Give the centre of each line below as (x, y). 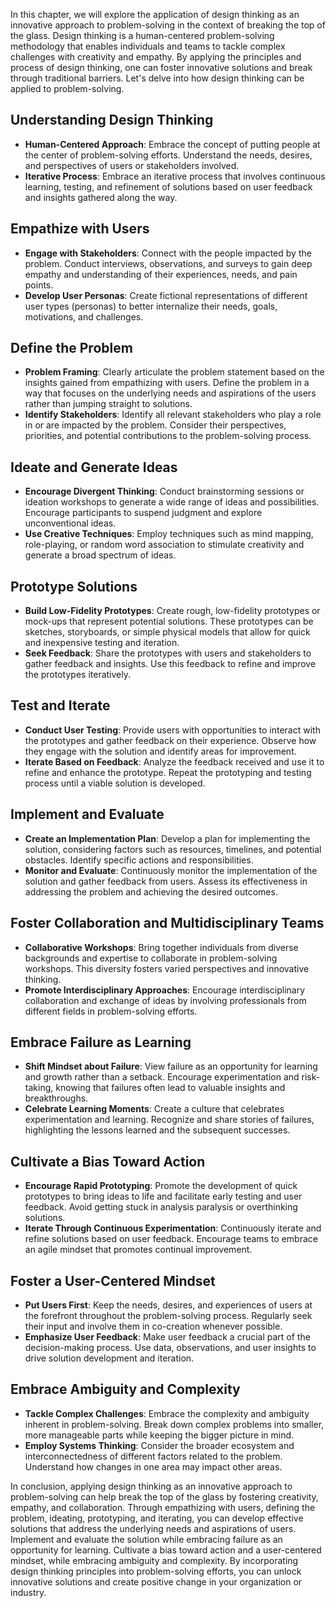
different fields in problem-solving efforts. (111, 1011)
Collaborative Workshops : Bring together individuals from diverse (161, 947)
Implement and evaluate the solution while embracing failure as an (146, 1539)
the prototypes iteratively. (77, 675)
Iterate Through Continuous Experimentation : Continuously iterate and (173, 1228)
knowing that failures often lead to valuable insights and (170, 1088)
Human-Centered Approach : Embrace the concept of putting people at (172, 144)
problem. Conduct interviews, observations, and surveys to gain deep (168, 263)
